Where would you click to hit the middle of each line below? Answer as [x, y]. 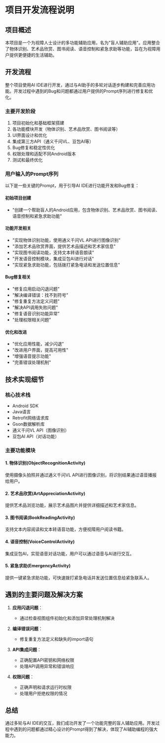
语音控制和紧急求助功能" [37, 216]
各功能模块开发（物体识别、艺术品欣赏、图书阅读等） [66, 129]
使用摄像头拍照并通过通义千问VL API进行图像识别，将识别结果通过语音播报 [81, 475]
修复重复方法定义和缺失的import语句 [56, 639]
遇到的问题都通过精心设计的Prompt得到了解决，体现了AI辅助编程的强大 [86, 729]
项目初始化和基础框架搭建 [38, 123]
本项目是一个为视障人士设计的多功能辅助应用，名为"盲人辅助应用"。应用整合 [83, 43]
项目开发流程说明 [40, 10]
